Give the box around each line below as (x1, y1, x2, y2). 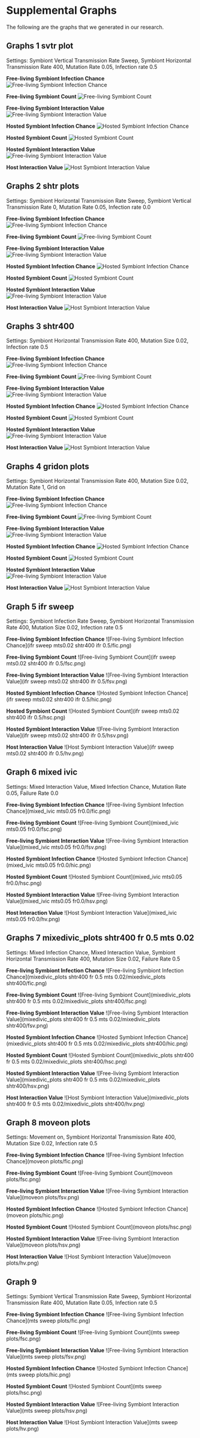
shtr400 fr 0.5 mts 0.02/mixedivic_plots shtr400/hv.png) (6, 1100, 146, 1107)
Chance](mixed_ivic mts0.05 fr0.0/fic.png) (6, 807, 111, 815)
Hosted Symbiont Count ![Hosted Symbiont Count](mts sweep (6, 1383, 162, 1390)
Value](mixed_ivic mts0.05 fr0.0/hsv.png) (6, 897, 108, 905)
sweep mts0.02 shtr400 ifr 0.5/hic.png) (14, 696, 112, 703)
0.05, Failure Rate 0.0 (6, 789, 59, 797)
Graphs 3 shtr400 (6, 321, 75, 331)
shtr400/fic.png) (6, 979, 47, 987)
